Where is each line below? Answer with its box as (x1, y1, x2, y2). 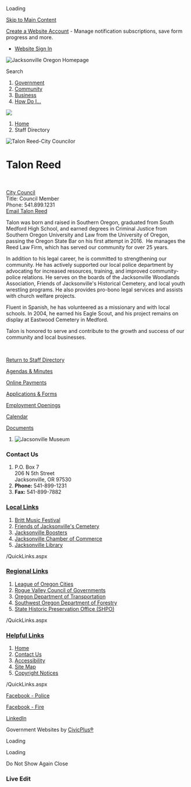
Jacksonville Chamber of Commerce (14, 535, 102, 542)
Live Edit (6, 775, 31, 783)
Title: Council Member (6, 195, 59, 202)
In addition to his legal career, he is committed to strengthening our (6, 255, 167, 262)
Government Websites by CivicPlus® (6, 726, 94, 733)
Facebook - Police (6, 692, 50, 699)
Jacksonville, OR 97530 (14, 476, 72, 483)
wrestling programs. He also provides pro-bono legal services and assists (6, 286, 183, 293)
